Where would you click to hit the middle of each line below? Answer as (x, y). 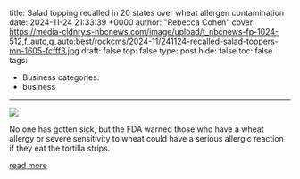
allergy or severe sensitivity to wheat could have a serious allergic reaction (146, 138)
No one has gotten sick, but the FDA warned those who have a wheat (137, 129)
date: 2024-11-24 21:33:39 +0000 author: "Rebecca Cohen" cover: (132, 22)
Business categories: (61, 77)
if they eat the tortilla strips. (60, 148)
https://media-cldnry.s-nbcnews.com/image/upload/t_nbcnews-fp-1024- (144, 32)
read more (28, 165)
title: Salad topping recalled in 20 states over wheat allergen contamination (147, 13)
